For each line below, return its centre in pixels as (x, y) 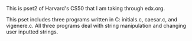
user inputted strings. (32, 32)
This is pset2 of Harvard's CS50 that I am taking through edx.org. (86, 8)
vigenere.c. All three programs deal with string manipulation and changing (96, 26)
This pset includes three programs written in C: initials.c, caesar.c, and (92, 19)
